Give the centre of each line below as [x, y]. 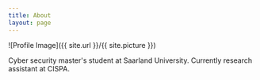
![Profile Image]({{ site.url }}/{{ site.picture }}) [82, 45]
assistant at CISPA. [39, 68]
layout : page [30, 23]
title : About [30, 15]
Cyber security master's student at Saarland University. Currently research [130, 60]
